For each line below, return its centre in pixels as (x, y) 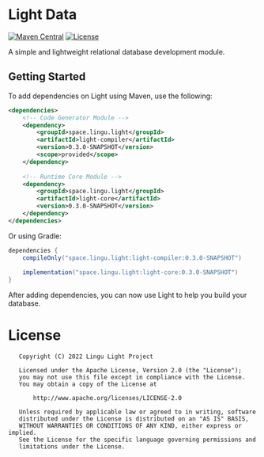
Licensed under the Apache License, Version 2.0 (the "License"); (130, 371)
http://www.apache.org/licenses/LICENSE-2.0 (107, 398)
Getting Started (47, 77)
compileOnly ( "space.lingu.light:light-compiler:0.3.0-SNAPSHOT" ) (132, 258)
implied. (23, 433)
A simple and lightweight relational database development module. (117, 51)
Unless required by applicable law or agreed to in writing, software (138, 412)
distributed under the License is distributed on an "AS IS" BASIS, (134, 419)
